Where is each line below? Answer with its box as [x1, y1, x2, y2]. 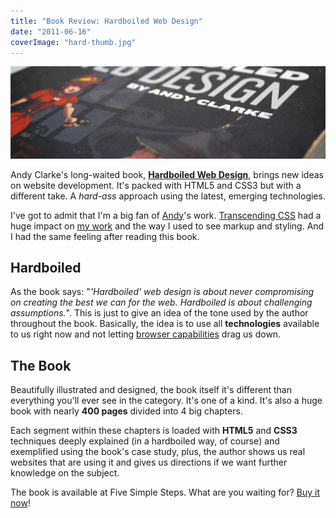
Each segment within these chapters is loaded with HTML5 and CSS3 [10, 425, 298, 437]
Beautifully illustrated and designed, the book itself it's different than [10, 384, 292, 396]
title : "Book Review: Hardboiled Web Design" [10, 16, 203, 26]
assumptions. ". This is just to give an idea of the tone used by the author [10, 307, 309, 319]
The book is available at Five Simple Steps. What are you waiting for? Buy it [10, 486, 320, 499]
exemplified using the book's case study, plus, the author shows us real [10, 446, 306, 458]
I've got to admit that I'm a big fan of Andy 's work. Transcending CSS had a [10, 209, 322, 221]
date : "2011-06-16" [10, 26, 92, 37]
